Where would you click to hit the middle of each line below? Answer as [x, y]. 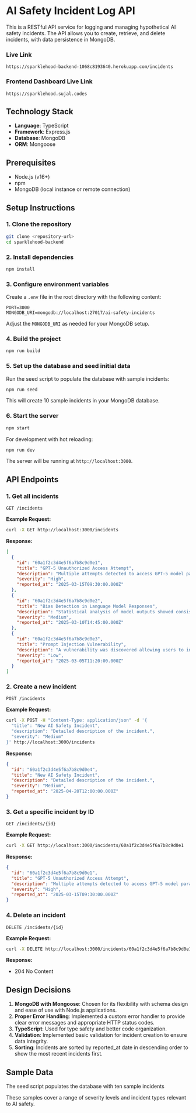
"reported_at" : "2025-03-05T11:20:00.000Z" [70, 661]
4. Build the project [34, 339]
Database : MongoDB [40, 138]
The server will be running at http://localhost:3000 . [69, 461]
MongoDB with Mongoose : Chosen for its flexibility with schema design [101, 1004]
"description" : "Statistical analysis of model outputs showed [95, 612]
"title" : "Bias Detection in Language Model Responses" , [87, 606]
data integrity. [31, 1042]
